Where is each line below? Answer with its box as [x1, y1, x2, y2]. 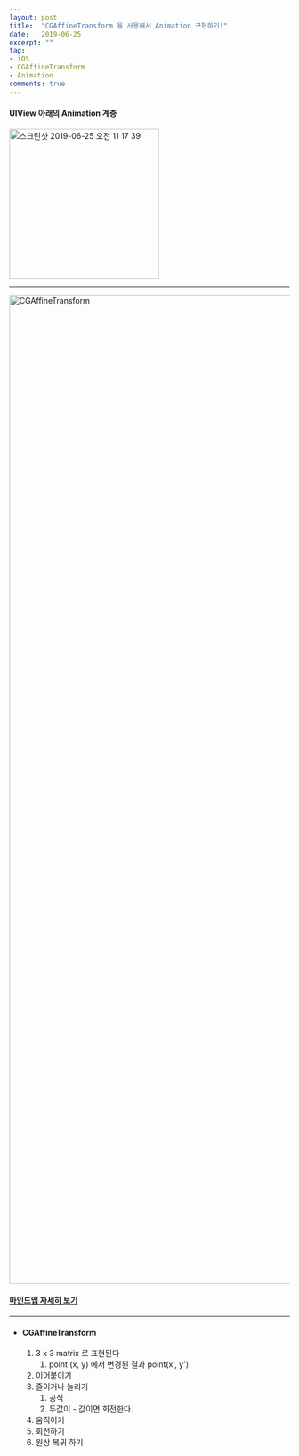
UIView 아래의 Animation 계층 [9, 108, 117, 118]
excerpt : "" [9, 37, 53, 47]
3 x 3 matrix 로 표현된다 [35, 1348, 120, 1359]
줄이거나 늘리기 [35, 1381, 89, 1392]
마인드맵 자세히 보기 [9, 1295, 78, 1306]
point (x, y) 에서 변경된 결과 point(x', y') [48, 1359, 190, 1370]
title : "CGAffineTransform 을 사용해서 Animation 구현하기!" [9, 21, 228, 30]
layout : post [9, 12, 58, 22]
